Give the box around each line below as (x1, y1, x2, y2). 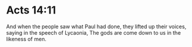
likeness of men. (6, 35, 46, 42)
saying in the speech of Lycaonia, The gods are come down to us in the (6, 29, 181, 36)
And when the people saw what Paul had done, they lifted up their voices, (6, 23, 187, 30)
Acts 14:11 (6, 4, 56, 17)
